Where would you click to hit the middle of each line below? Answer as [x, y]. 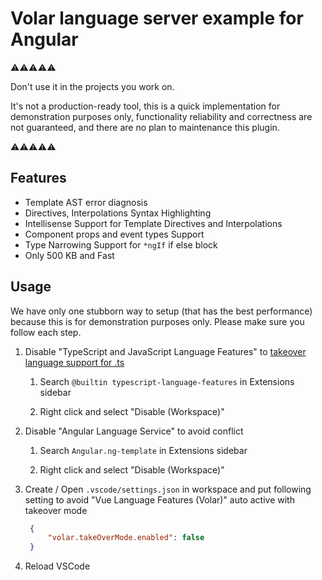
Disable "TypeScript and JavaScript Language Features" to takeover [165, 351]
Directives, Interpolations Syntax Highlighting [118, 213]
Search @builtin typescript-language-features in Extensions [167, 381]
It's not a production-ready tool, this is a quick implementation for [145, 106]
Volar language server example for [157, 18]
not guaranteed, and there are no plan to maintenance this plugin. [145, 127]
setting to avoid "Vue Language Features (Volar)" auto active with [159, 499]
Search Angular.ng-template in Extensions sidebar [143, 450]
